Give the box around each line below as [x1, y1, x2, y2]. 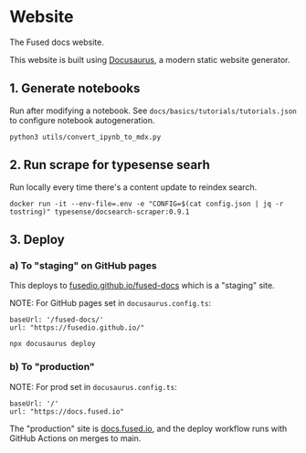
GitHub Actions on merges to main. [9, 432, 142, 444]
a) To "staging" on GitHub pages [9, 258, 157, 271]
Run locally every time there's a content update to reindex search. [9, 181, 258, 193]
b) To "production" [9, 361, 95, 374]
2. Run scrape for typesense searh [9, 157, 210, 173]
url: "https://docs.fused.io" [9, 406, 125, 416]
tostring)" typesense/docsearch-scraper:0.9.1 [9, 207, 190, 216]
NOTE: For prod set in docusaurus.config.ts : [9, 381, 177, 392]
